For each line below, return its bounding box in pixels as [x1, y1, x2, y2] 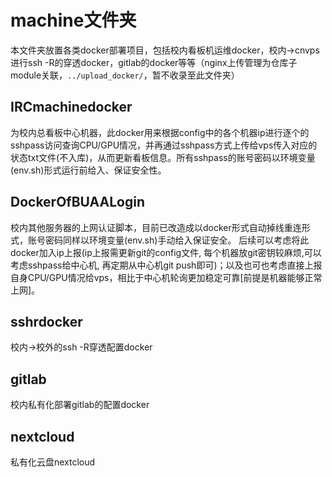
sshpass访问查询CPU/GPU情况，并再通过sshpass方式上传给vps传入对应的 [10, 139, 318, 151]
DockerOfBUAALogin [10, 194, 146, 211]
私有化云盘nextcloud [10, 456, 96, 468]
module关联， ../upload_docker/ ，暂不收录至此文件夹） [10, 69, 240, 81]
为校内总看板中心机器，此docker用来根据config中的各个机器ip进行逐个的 [10, 126, 310, 138]
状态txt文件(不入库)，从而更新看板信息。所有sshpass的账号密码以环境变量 [10, 151, 316, 163]
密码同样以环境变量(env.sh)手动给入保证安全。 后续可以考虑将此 [44, 234, 310, 246]
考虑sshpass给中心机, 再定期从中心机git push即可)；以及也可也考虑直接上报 [10, 259, 323, 271]
